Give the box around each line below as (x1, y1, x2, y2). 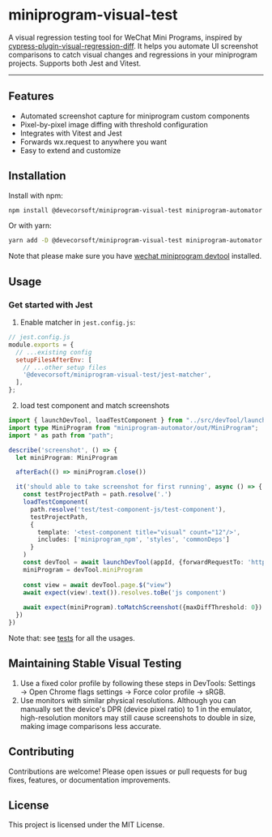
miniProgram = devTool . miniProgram (23, 565, 143, 573)
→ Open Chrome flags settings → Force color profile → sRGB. (19, 687, 226, 697)
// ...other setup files (23, 363, 107, 371)
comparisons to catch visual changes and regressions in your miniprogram (8, 49, 257, 59)
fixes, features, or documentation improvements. (8, 775, 172, 784)
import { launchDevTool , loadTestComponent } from (8, 416, 183, 424)
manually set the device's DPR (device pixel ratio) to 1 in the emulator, (19, 704, 253, 714)
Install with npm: (8, 191, 63, 200)
